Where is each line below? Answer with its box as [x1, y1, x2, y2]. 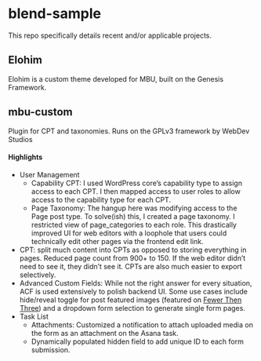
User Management [19, 170, 80, 179]
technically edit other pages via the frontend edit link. [31, 236, 204, 246]
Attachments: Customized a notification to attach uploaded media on [31, 319, 253, 330]
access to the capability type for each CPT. [31, 195, 171, 204]
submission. [31, 345, 71, 354]
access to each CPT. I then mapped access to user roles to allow [31, 186, 241, 196]
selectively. [19, 270, 56, 279]
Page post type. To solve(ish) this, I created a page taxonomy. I [31, 211, 235, 221]
